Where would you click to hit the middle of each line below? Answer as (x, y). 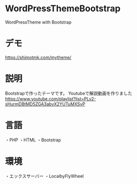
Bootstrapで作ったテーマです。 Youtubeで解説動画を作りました (69, 93)
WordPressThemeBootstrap (63, 9)
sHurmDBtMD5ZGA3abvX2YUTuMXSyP (45, 104)
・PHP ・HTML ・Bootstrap (33, 140)
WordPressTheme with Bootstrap (38, 22)
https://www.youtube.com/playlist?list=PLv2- (51, 99)
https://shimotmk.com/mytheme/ (38, 57)
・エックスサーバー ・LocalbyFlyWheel (45, 176)
